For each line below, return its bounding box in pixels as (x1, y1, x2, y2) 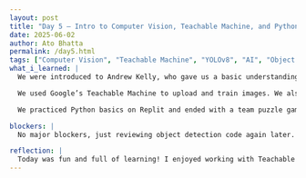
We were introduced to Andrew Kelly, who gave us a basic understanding (17, 73, 300, 82)
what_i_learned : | (9, 64, 79, 74)
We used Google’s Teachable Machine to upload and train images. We (17, 88, 283, 98)
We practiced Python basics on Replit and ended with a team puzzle (17, 105, 283, 114)
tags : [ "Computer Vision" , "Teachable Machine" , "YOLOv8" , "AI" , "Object (9, 55, 296, 64)
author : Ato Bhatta (9, 38, 84, 48)
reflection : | (9, 146, 64, 155)
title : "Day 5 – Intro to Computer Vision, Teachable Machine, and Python (9, 22, 300, 31)
